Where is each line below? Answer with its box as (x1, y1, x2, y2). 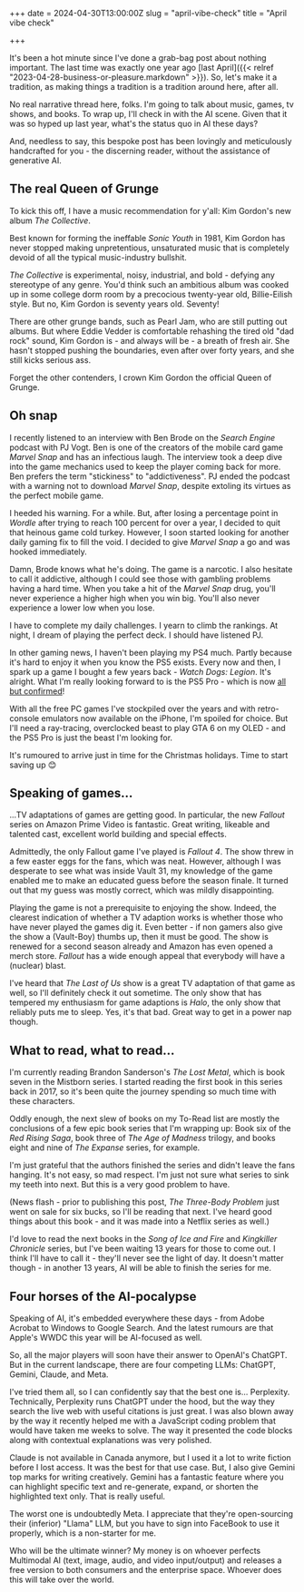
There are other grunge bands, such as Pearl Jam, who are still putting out (9, 316, 288, 327)
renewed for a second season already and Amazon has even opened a (9, 941, 274, 952)
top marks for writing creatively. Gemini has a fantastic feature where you (9, 1471, 284, 1482)
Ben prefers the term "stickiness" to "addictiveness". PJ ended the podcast (9, 471, 290, 482)
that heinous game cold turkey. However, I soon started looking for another (9, 526, 289, 538)
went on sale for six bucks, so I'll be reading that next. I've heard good (9, 1206, 272, 1217)
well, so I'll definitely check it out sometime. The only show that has (9, 988, 262, 999)
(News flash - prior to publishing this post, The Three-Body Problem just (9, 1196, 279, 1207)
